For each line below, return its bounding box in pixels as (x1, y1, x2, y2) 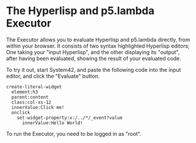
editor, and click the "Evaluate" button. (6, 72, 100, 79)
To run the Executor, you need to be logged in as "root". (6, 130, 142, 137)
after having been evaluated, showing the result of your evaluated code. (6, 55, 181, 62)
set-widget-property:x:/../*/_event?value (17, 115, 123, 121)
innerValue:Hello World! (21, 119, 83, 126)
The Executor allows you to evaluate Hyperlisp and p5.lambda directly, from (6, 36, 190, 43)
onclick (11, 109, 31, 115)
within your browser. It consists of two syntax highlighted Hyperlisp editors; (6, 42, 190, 49)
